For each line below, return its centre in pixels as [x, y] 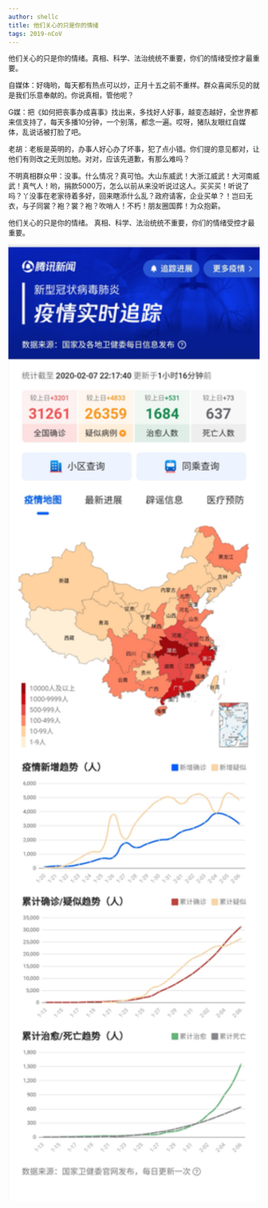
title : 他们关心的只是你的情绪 [53, 25]
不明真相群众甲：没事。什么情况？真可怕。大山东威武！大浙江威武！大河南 [130, 176]
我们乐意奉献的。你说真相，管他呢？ [74, 95]
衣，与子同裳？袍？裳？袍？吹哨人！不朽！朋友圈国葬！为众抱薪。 [116, 206]
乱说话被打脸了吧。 [53, 132]
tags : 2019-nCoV [35, 34]
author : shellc [33, 17]
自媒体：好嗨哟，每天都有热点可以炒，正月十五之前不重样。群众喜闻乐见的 [130, 85]
